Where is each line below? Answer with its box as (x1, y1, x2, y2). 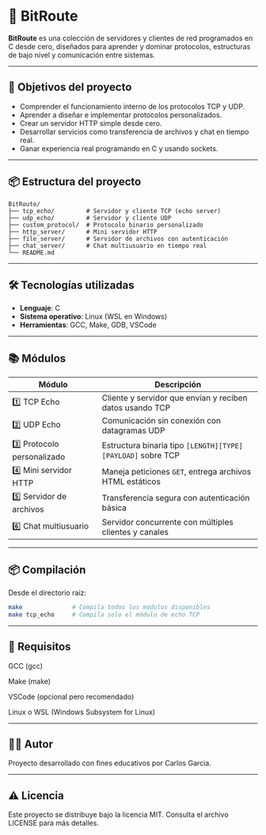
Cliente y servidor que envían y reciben (101, 392, 248, 403)
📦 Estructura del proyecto (8, 175, 142, 189)
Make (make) (8, 677, 51, 686)
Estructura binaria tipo (101, 440, 184, 451)
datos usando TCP (101, 402, 171, 414)
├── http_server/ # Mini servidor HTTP (8, 227, 158, 236)
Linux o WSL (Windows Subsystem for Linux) (8, 707, 156, 716)
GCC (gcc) (8, 661, 44, 670)
